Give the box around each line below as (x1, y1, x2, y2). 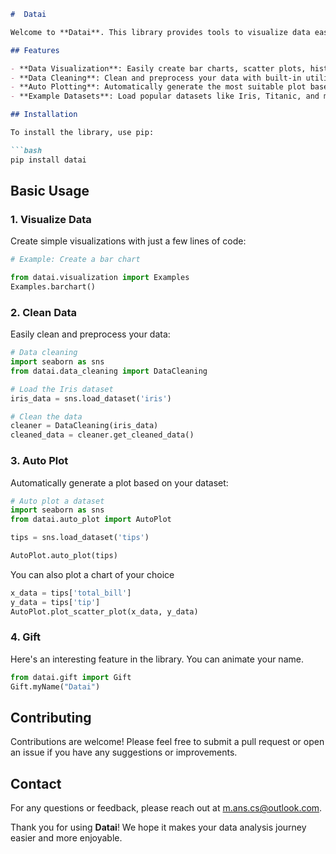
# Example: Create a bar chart (10, 255, 141, 265)
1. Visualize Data (10, 212, 92, 226)
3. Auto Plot (10, 454, 69, 468)
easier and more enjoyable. (10, 832, 123, 844)
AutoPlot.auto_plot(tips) (10, 551, 118, 561)
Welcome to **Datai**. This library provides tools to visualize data (10, 27, 311, 37)
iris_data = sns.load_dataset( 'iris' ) (10, 393, 172, 404)
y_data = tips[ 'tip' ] (10, 597, 101, 607)
